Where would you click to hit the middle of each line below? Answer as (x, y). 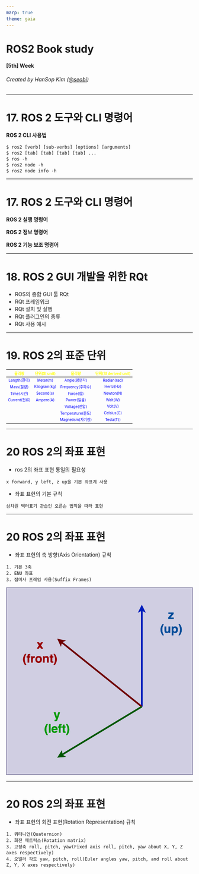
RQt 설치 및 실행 (33, 309)
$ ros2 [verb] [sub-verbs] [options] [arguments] (69, 147)
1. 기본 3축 (19, 567)
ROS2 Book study (50, 49)
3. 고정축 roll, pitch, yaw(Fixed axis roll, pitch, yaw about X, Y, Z (94, 847)
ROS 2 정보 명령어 (27, 232)
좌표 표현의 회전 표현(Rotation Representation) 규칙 (75, 822)
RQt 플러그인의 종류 (38, 317)
